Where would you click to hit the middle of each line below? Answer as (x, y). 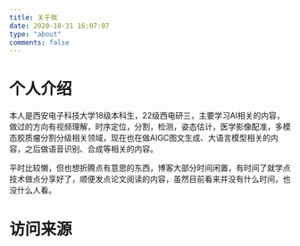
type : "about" (36, 34)
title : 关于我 (33, 17)
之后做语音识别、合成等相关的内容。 (91, 149)
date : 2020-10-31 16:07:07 (59, 26)
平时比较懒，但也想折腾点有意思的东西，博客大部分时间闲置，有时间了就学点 (150, 168)
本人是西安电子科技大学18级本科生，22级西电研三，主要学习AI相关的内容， (147, 116)
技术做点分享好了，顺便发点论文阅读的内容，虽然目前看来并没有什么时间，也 (150, 179)
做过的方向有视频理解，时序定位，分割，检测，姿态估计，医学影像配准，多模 (150, 127)
